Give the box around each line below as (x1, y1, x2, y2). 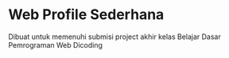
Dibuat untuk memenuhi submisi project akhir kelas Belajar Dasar (8, 32, 221, 41)
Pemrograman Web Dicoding (8, 40, 103, 49)
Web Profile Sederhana (8, 6, 165, 24)
